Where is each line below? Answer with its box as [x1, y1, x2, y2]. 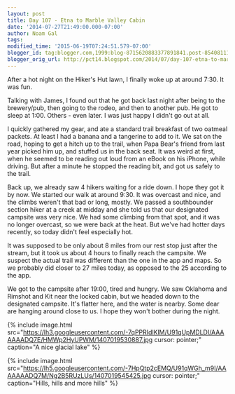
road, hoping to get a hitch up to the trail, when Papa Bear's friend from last [7, 140, 225, 148]
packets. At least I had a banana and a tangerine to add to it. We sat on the [7, 132, 222, 140]
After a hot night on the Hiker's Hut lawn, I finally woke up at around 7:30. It [7, 75, 224, 83]
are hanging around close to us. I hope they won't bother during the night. [7, 306, 220, 315]
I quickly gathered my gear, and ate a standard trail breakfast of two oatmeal [7, 124, 228, 133]
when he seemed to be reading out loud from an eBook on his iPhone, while [7, 154, 226, 163]
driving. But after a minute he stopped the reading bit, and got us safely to [7, 162, 220, 170]
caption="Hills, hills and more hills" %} [7, 379, 119, 387]
